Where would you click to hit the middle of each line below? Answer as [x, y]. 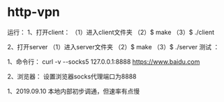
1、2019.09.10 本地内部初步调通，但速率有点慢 [74, 91]
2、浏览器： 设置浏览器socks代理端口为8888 [72, 76]
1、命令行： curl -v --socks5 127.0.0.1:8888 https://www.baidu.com [104, 61]
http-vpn [34, 12]
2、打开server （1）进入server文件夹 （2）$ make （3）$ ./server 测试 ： [113, 46]
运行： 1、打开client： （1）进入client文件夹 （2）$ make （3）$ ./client [111, 32]
